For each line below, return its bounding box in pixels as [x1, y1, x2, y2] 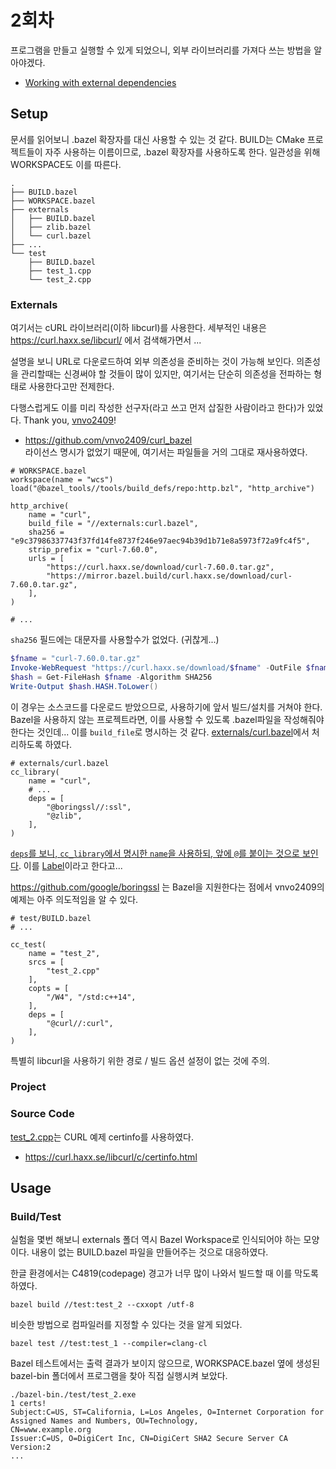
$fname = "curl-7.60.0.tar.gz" [10, 654, 141, 664]
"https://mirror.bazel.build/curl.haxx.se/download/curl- [46, 571, 293, 581]
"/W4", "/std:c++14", [46, 992, 137, 1002]
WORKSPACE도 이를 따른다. [10, 158, 122, 170]
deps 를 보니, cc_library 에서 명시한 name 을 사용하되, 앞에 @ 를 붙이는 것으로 [10, 847, 300, 859]
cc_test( [10, 939, 47, 950]
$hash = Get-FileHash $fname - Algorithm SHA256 [10, 672, 213, 682]
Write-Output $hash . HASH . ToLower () [10, 681, 159, 691]
